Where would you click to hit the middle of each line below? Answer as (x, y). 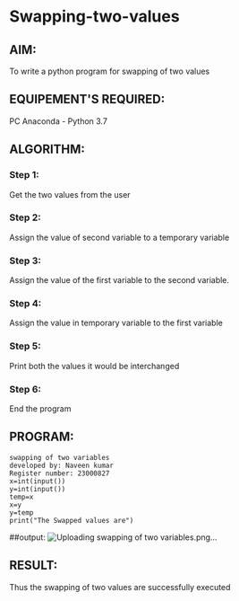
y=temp (21, 513)
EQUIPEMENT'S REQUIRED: (87, 99)
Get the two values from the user (70, 194)
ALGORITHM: (47, 150)
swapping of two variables (60, 457)
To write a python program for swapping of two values (110, 71)
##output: (28, 537)
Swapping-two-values (95, 17)
